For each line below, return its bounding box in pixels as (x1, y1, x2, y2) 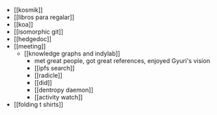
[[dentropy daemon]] (34, 86, 94, 94)
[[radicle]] (34, 71, 63, 79)
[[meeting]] (13, 42, 46, 50)
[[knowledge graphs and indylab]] (23, 49, 120, 57)
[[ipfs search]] (34, 64, 75, 72)
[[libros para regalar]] (13, 13, 75, 21)
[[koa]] (13, 21, 33, 28)
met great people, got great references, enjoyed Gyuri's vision (34, 57, 211, 64)
